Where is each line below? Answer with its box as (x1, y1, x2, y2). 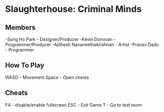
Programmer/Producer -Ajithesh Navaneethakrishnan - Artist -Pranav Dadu (5, 42, 159, 48)
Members (5, 23, 36, 32)
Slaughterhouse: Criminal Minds (5, 3, 142, 15)
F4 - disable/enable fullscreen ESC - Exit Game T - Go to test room (5, 102, 142, 108)
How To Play (5, 61, 45, 70)
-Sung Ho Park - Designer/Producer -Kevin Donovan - (5, 36, 116, 42)
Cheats (5, 89, 28, 97)
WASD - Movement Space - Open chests (5, 74, 89, 80)
